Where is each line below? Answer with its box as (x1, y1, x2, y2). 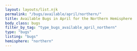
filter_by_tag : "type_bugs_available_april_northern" (5, 25, 117, 30)
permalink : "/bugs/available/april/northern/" (5, 12, 102, 17)
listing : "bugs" (5, 34, 38, 39)
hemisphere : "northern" (5, 39, 54, 44)
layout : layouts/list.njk (5, 7, 58, 12)
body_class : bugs (5, 20, 41, 26)
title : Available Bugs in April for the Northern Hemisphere (5, 16, 133, 21)
